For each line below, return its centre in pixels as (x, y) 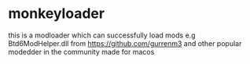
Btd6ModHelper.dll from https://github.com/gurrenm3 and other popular (125, 43)
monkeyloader (56, 14)
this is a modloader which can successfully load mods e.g (102, 35)
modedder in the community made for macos (81, 52)
